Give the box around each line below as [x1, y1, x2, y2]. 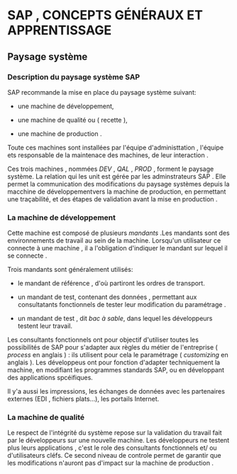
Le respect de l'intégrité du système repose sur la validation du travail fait [7, 428, 222, 437]
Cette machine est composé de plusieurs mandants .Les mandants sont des [7, 228, 230, 238]
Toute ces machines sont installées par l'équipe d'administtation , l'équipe [7, 143, 224, 152]
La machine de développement [7, 212, 116, 222]
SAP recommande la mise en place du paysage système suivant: [7, 88, 197, 96]
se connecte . [7, 251, 48, 260]
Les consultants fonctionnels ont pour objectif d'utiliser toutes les [7, 335, 199, 344]
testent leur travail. [17, 322, 73, 330]
